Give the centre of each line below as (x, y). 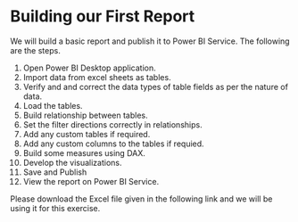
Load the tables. (53, 105)
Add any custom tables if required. (87, 134)
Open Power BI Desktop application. (90, 68)
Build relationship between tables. (85, 115)
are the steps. (35, 50)
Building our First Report (103, 16)
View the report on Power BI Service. (91, 181)
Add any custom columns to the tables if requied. (113, 144)
